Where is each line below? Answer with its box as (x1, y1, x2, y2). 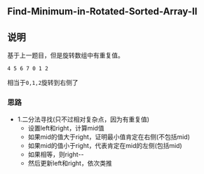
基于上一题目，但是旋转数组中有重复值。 (7, 51, 124, 60)
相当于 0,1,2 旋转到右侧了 (7, 79, 79, 87)
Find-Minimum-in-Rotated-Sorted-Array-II (7, 6, 198, 18)
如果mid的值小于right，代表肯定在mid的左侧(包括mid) (27, 141, 182, 149)
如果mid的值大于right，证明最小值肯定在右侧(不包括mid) (27, 133, 191, 141)
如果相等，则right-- (27, 150, 84, 159)
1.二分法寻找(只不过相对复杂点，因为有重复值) (17, 115, 149, 123)
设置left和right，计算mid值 (27, 123, 104, 132)
